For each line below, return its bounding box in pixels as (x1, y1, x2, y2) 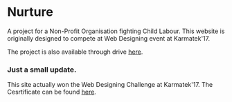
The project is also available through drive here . (7, 48, 143, 56)
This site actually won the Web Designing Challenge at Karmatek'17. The (7, 81, 213, 89)
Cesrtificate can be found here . (7, 88, 97, 96)
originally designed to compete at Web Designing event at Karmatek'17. (7, 34, 211, 42)
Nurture (7, 4, 53, 20)
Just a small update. (7, 65, 77, 74)
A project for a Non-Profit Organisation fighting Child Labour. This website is (7, 27, 225, 35)
